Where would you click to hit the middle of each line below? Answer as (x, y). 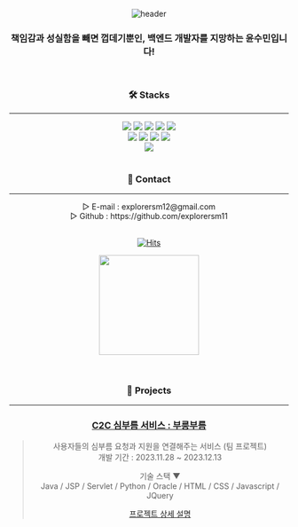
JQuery (160, 496)
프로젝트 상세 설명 (160, 514)
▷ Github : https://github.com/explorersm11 (149, 216)
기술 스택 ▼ (160, 476)
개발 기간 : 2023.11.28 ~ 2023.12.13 (160, 458)
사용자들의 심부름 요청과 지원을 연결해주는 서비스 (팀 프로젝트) (160, 446)
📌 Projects (149, 390)
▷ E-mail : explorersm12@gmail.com (149, 206)
